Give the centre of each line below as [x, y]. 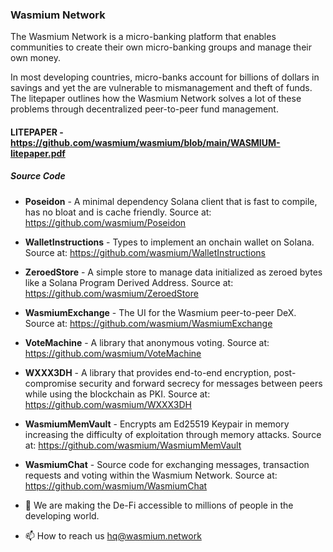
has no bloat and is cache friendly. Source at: [118, 212]
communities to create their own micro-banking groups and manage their [161, 47]
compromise [50, 383]
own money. [35, 58]
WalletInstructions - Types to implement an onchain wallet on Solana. [169, 242]
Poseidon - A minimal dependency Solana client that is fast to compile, [171, 201]
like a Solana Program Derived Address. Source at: [129, 282]
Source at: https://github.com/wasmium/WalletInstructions [145, 252]
